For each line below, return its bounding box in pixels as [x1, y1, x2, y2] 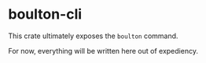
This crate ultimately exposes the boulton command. [8, 31, 178, 40]
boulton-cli [8, 5, 83, 23]
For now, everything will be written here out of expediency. [8, 46, 199, 55]
